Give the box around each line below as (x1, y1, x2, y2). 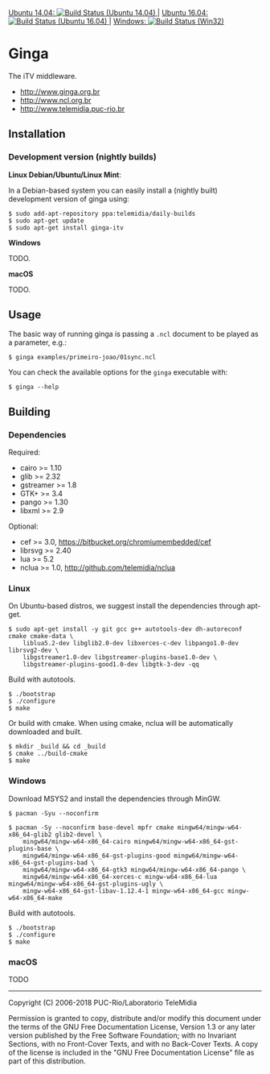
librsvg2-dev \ (8, 646, 59, 655)
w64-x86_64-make (8, 894, 63, 902)
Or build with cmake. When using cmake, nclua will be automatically (8, 719, 234, 728)
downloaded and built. (8, 727, 83, 736)
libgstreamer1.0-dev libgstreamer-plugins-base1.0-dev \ (22, 653, 218, 661)
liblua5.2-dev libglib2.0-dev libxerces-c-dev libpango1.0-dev (22, 640, 239, 648)
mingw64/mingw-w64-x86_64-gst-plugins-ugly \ (8, 880, 163, 888)
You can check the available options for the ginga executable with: (8, 367, 228, 377)
